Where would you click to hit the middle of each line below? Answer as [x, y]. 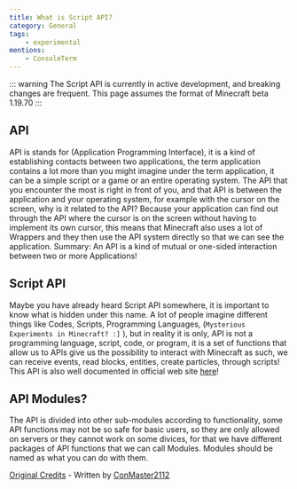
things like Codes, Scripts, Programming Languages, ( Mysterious [127, 324]
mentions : [27, 51]
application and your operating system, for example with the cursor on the [145, 199]
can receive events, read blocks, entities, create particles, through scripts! [145, 361]
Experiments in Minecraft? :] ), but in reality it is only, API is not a [131, 333]
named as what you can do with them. [79, 458]
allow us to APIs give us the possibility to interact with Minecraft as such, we [148, 352]
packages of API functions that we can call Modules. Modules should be [141, 448]
